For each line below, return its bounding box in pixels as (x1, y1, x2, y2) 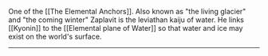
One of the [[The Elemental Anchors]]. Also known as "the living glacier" (8, 7, 246, 16)
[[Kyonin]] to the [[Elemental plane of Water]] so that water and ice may (8, 24, 243, 32)
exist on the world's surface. (8, 32, 102, 41)
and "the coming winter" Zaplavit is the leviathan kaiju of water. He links (8, 15, 245, 24)
